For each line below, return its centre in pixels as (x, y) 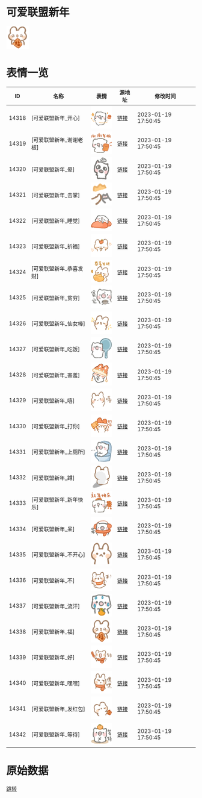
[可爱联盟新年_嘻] (53, 401)
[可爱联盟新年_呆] (53, 529)
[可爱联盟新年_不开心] (58, 555)
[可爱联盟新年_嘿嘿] (55, 683)
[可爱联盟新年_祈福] (55, 246)
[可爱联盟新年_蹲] (53, 478)
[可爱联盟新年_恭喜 (54, 268)
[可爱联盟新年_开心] (55, 118)
